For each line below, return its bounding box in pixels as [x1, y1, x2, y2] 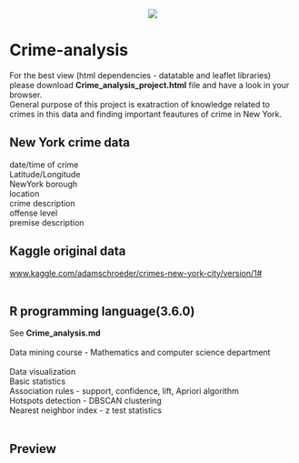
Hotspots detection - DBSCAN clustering [9, 396, 162, 407]
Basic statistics [9, 376, 66, 387]
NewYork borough [9, 178, 78, 189]
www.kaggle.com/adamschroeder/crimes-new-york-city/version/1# [9, 267, 263, 278]
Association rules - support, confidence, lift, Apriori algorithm [9, 386, 239, 397]
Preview [9, 441, 57, 457]
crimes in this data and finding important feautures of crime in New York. [9, 108, 283, 119]
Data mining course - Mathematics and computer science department [9, 347, 271, 358]
